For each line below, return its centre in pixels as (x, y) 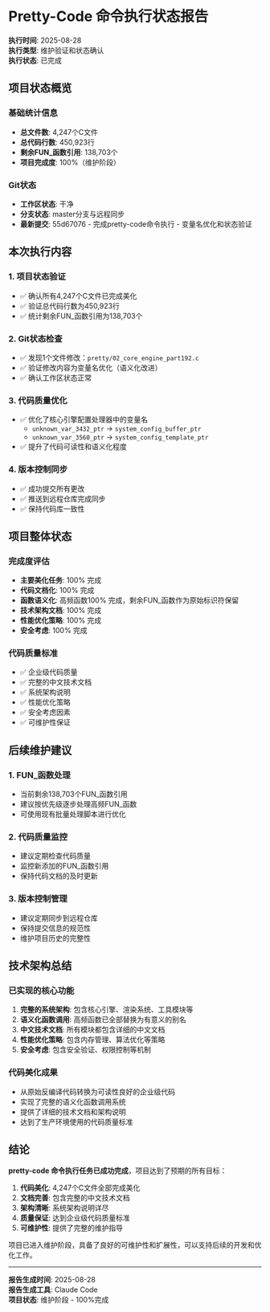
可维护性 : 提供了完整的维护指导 (71, 1228)
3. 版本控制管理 (38, 899)
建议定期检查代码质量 (55, 856)
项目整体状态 (40, 536)
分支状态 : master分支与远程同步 (72, 214)
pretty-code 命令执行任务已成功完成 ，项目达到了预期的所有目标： (118, 1171)
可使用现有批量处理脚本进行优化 (73, 814)
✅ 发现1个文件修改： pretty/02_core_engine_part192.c (109, 358)
